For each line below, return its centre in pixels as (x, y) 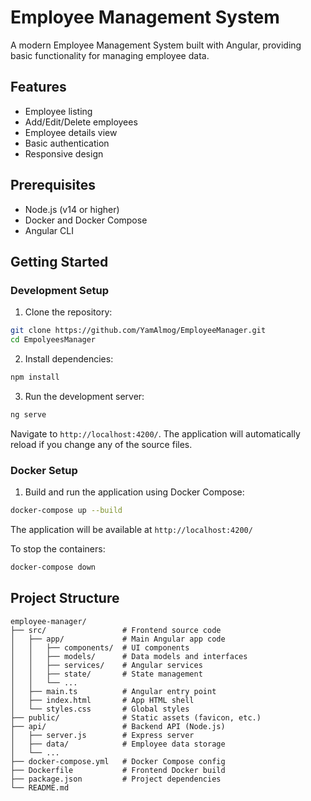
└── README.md (40, 787)
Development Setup (59, 290)
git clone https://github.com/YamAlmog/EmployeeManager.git (138, 331)
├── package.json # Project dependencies (116, 779)
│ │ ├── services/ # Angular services (106, 665)
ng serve (28, 414)
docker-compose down (53, 567)
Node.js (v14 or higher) (72, 209)
